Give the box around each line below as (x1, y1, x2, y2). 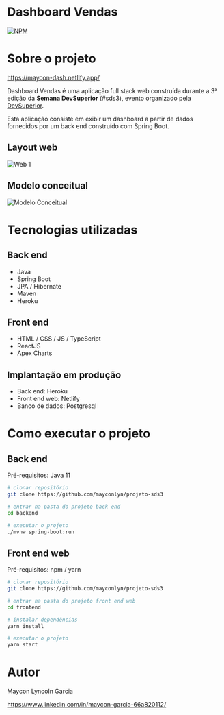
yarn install (7, 622, 44, 629)
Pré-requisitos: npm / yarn (7, 566, 81, 574)
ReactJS (16, 342, 41, 350)
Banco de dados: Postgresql (16, 402, 97, 410)
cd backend (7, 509, 38, 516)
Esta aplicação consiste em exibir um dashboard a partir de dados (7, 114, 193, 123)
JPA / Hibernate (16, 282, 62, 290)
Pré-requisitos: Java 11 (7, 471, 70, 480)
